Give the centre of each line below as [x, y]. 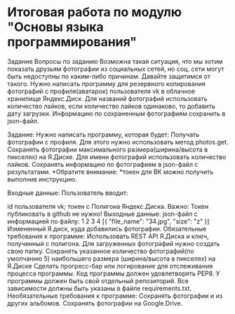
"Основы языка [55, 27]
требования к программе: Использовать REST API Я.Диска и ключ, [108, 236]
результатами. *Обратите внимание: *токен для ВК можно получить [110, 172]
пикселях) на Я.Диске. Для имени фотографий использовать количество [117, 157]
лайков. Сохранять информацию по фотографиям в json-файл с [103, 164]
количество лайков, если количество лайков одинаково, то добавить [111, 106]
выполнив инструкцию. [42, 179]
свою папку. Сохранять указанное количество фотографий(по [101, 251]
